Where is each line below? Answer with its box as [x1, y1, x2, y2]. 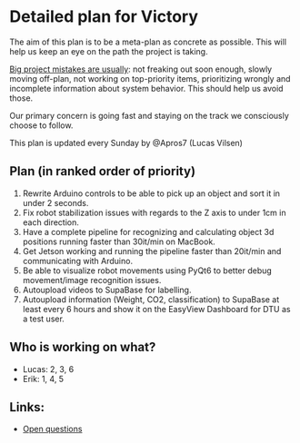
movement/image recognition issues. [22, 274, 162, 285]
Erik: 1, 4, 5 [22, 373, 65, 384]
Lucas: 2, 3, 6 [22, 363, 75, 374]
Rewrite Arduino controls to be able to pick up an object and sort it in [22, 188, 280, 199]
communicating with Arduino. [22, 255, 134, 266]
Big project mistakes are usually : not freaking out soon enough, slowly [9, 64, 273, 74]
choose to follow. [9, 120, 74, 131]
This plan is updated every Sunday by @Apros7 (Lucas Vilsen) [9, 137, 244, 148]
